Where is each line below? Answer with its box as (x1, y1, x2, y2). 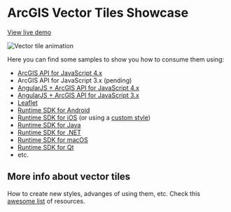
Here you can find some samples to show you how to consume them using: (7, 55, 225, 64)
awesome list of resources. (7, 197, 85, 205)
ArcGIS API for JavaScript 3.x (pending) (17, 76, 132, 85)
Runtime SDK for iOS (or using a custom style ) (17, 113, 151, 122)
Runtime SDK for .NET (17, 128, 82, 136)
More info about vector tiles (7, 171, 131, 183)
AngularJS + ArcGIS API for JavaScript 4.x (17, 83, 140, 92)
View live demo (7, 28, 52, 36)
